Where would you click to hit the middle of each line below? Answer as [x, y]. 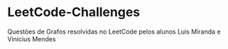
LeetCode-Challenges [74, 12]
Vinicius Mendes [32, 38]
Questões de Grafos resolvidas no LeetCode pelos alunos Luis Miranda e [114, 31]
